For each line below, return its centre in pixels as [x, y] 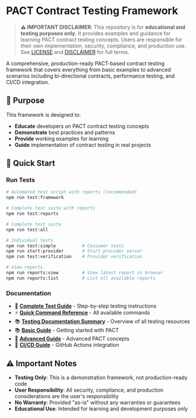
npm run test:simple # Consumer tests [65, 246]
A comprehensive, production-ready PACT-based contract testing [85, 63]
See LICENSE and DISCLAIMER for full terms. [75, 52]
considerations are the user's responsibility [66, 396]
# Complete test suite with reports [51, 208]
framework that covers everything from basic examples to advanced [89, 69]
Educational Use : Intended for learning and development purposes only [101, 409]
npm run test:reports [32, 214]
